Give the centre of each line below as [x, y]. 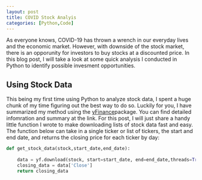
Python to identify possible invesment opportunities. [71, 66]
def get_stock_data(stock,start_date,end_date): [68, 149]
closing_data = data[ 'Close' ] [55, 165]
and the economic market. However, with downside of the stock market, [95, 46]
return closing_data [43, 171]
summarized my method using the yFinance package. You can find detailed [99, 112]
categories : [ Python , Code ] [40, 23]
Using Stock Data [39, 85]
